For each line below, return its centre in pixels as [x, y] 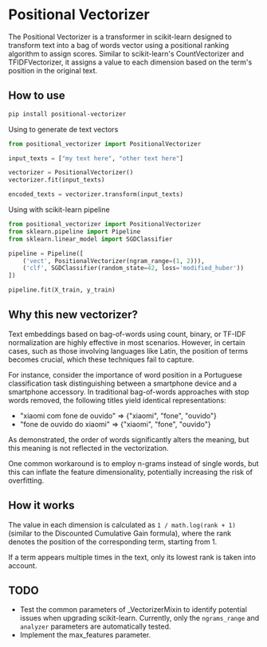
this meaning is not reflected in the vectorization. [88, 448]
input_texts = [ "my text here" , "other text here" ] [96, 158]
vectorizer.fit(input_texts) [57, 180]
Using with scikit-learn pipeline [59, 210]
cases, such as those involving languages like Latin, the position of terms [128, 351]
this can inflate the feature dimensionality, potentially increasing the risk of [131, 472]
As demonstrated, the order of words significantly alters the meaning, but [129, 439]
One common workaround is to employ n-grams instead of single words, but [133, 463]
